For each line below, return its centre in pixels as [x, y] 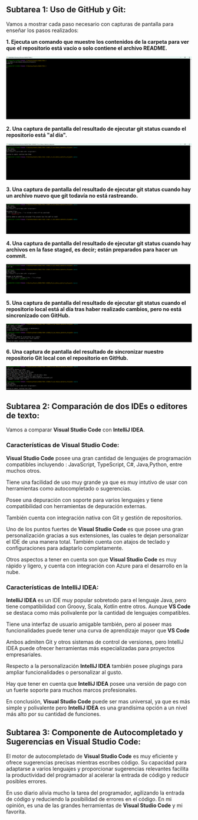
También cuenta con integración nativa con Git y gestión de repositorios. [94, 518]
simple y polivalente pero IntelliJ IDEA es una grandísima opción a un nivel [97, 708]
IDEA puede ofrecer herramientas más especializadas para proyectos [90, 648]
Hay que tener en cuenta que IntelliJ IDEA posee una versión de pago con [96, 684]
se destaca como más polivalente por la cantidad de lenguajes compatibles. [98, 613]
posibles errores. [27, 781]
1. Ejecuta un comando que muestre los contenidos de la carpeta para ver [98, 41]
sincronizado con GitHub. [38, 315]
